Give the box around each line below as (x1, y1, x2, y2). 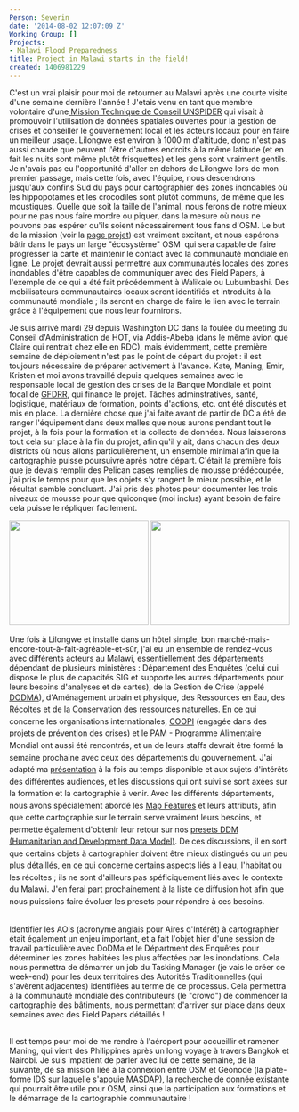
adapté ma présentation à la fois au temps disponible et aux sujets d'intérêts (9, 764, 289, 775)
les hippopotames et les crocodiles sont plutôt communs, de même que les (9, 191, 285, 202)
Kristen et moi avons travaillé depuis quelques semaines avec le (9, 369, 244, 380)
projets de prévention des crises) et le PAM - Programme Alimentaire (9, 728, 262, 738)
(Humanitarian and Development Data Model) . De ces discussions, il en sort (9, 836, 287, 847)
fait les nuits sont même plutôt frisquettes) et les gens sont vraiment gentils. (9, 153, 288, 164)
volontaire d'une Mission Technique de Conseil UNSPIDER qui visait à (9, 106, 264, 117)
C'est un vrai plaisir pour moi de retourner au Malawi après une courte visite (9, 86, 288, 98)
